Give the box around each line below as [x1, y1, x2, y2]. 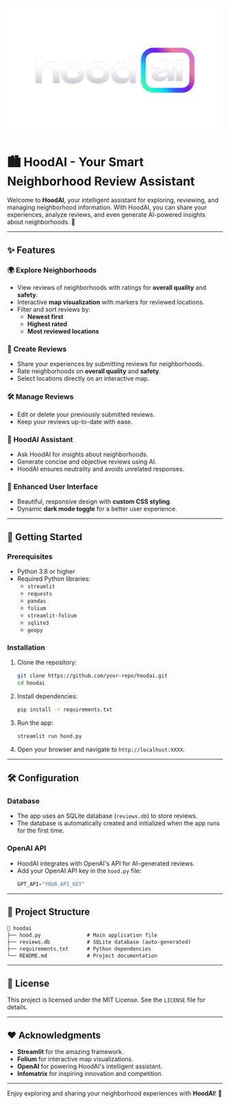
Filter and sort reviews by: [16, 305, 91, 314]
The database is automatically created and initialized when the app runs [16, 819, 220, 827]
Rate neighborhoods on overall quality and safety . [16, 367, 161, 375]
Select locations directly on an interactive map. [16, 375, 150, 383]
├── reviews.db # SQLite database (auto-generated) [7, 939, 192, 946]
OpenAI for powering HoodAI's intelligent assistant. [16, 1062, 163, 1070]
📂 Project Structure [7, 906, 90, 917]
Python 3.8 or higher [16, 567, 75, 575]
